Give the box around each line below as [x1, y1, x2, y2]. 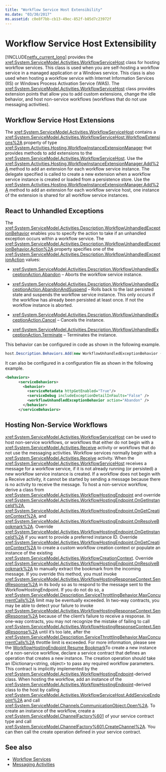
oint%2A [5, 697, 23, 703]
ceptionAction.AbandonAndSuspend [12, 286, 87, 292]
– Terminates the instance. [63, 331, 118, 337]
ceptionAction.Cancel [12, 317, 56, 323]
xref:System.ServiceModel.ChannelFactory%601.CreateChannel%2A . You [5, 723, 156, 729]
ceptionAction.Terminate [12, 331, 63, 337]
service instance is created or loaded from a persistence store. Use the [5, 176, 150, 182]
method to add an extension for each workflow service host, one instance [9, 187, 160, 193]
